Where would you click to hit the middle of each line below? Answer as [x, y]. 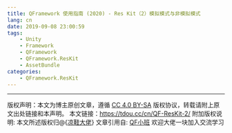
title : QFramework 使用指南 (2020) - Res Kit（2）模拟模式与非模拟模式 [104, 14]
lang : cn [20, 20]
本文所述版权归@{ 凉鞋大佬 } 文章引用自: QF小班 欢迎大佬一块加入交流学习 [120, 123]
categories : [24, 71]
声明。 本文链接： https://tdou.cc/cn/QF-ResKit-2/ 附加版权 [133, 114]
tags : [15, 33]
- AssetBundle [40, 65]
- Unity [30, 39]
